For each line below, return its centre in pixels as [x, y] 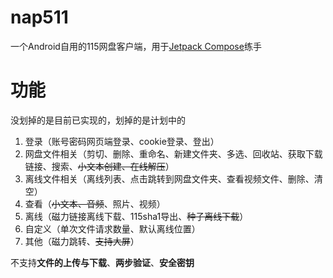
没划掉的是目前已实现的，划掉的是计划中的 [98, 120]
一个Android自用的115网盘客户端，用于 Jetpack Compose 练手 [136, 46]
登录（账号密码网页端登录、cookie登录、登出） [122, 141]
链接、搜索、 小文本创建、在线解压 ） [99, 166]
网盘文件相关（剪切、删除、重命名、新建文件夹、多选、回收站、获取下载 [173, 153]
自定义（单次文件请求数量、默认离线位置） [112, 228]
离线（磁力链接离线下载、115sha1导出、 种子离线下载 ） [136, 216]
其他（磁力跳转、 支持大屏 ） [82, 241]
